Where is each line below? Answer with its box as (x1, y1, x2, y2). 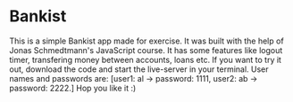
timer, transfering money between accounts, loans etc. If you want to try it (9, 54, 281, 65)
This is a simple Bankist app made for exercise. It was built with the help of (9, 35, 284, 46)
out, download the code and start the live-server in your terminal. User (9, 64, 270, 75)
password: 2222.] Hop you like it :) (9, 82, 137, 93)
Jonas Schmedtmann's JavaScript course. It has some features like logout (9, 44, 283, 55)
